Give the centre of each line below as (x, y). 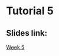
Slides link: (27, 33)
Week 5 (15, 47)
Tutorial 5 (30, 11)
